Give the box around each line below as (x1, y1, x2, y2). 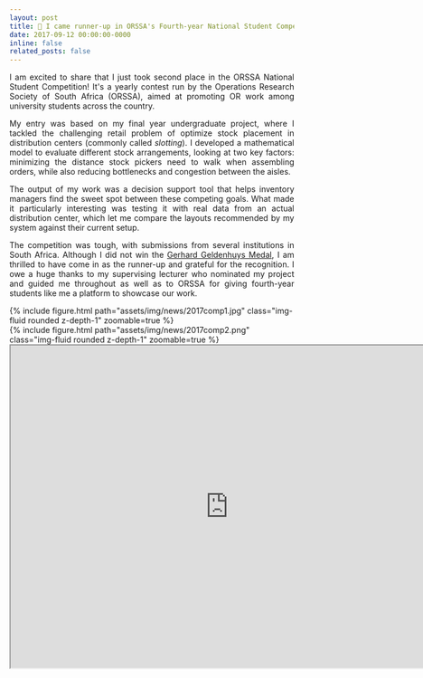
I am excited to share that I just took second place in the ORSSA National (9, 72, 295, 82)
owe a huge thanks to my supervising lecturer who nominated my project (9, 269, 295, 280)
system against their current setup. (9, 223, 140, 234)
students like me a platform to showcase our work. (9, 288, 198, 299)
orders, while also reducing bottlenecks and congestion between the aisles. (9, 167, 291, 177)
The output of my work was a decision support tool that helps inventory (9, 184, 295, 195)
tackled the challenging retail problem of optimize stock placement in (9, 128, 295, 138)
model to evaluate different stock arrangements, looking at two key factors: (9, 147, 295, 158)
